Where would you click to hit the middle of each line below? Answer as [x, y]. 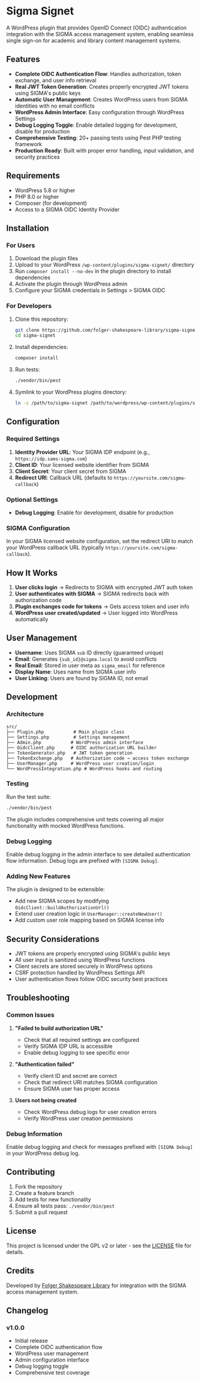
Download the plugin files [46, 258]
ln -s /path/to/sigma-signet [51, 403]
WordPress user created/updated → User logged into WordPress [96, 613]
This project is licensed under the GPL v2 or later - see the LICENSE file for [99, 1246]
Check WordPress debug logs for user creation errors [90, 1112]
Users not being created [46, 1100]
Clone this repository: [41, 319]
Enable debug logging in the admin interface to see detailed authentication [98, 854]
